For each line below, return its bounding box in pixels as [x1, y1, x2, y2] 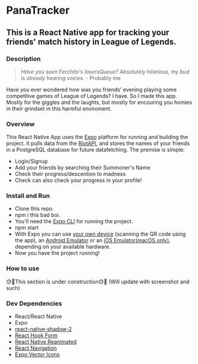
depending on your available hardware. [14, 243, 111, 251]
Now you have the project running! [14, 249, 100, 257]
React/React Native [14, 313, 62, 320]
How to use [6, 264, 40, 273]
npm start [14, 224, 39, 232]
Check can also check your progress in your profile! [14, 177, 142, 184]
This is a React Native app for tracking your [6, 27, 169, 38]
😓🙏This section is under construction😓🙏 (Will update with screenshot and [6, 278, 190, 285]
